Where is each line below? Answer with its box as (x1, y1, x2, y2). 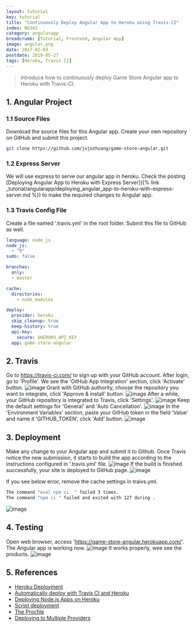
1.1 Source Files (6, 114, 50, 123)
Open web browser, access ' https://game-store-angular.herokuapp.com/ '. (6, 538, 184, 545)
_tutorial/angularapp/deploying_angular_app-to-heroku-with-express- (6, 186, 174, 193)
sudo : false (6, 254, 35, 259)
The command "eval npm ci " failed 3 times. (6, 490, 119, 495)
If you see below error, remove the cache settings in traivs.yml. (6, 478, 158, 485)
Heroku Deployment (14, 583, 63, 590)
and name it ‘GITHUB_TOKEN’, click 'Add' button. (6, 415, 124, 423)
